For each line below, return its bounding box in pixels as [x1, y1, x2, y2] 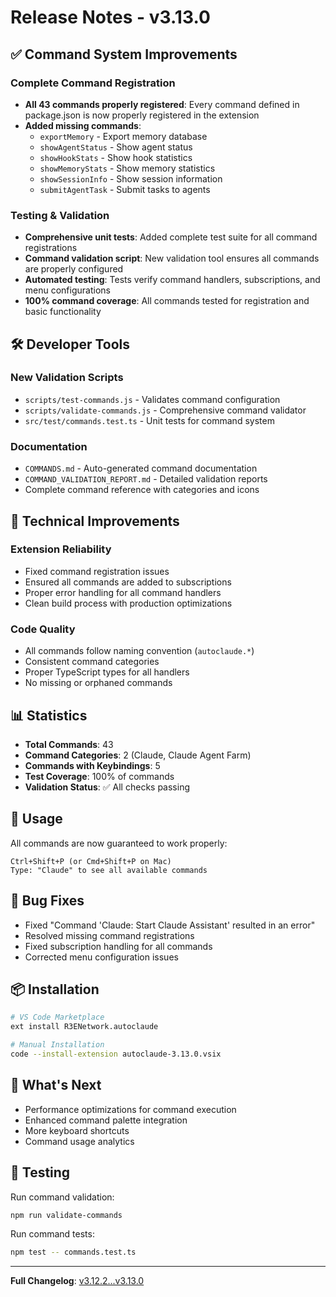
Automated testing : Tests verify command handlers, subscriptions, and [24, 274, 321, 286]
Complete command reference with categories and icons [24, 484, 260, 496]
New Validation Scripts [10, 371, 124, 385]
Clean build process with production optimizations [24, 597, 233, 609]
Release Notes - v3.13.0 [10, 6, 211, 29]
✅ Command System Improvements [10, 46, 238, 63]
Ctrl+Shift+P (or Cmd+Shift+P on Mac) [10, 856, 172, 866]
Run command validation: [10, 1191, 115, 1203]
